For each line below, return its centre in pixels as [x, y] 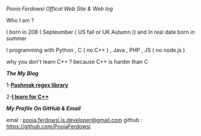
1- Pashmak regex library [37, 85]
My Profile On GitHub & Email [44, 108]
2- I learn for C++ [28, 97]
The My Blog [23, 73]
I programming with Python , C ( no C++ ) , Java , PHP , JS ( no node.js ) [96, 50]
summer [17, 38]
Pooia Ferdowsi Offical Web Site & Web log [60, 9]
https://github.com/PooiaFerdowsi [48, 126]
